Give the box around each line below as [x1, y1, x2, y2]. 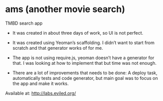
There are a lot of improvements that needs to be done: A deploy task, [12, 69, 158, 76]
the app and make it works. [12, 80, 69, 86]
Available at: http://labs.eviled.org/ [5, 90, 76, 96]
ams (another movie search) [5, 4, 125, 15]
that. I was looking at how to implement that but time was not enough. [12, 60, 157, 66]
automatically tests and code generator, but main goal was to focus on [12, 75, 158, 81]
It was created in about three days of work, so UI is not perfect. [12, 30, 143, 36]
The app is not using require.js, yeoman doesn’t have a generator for [12, 54, 154, 61]
